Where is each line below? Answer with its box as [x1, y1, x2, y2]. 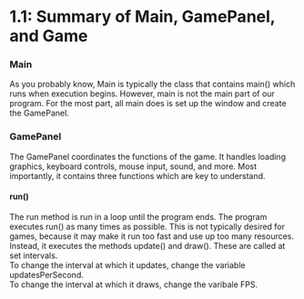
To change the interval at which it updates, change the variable [9, 259, 246, 270]
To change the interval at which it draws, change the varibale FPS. [9, 279, 258, 290]
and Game [9, 25, 88, 46]
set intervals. [9, 250, 58, 261]
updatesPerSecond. [9, 269, 84, 280]
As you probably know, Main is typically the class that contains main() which [9, 79, 296, 90]
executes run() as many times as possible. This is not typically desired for [9, 221, 285, 232]
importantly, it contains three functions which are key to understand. [9, 170, 266, 181]
